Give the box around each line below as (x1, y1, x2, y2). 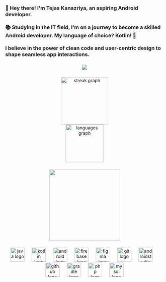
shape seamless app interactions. (5, 50, 90, 58)
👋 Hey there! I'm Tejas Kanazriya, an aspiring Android (5, 5, 138, 12)
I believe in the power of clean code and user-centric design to (5, 44, 161, 51)
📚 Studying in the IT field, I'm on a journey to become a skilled (5, 24, 161, 31)
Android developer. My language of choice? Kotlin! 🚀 (5, 32, 137, 39)
